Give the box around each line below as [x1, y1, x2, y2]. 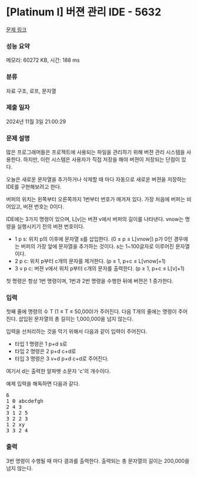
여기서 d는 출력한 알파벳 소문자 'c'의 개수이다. [6, 367, 111, 375]
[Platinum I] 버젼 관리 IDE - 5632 [6, 5, 162, 19]
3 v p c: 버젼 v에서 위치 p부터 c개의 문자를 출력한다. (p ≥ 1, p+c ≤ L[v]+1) [14, 265, 185, 272]
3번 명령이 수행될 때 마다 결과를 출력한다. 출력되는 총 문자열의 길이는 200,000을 [6, 457, 190, 464]
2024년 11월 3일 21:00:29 [6, 118, 66, 125]
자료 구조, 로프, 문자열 [6, 87, 56, 94]
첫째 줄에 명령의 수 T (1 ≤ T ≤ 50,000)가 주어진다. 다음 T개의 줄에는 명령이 [6, 308, 177, 315]
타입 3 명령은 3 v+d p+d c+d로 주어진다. [14, 355, 109, 362]
